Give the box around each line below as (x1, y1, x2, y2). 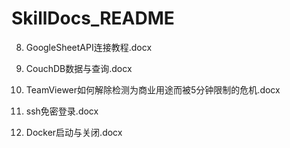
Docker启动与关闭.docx (25, 126, 123, 138)
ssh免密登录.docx (25, 105, 99, 117)
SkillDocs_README (11, 7, 175, 30)
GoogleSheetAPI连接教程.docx (25, 41, 153, 53)
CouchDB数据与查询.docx (25, 62, 133, 74)
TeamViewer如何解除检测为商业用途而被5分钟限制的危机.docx (25, 83, 281, 96)
